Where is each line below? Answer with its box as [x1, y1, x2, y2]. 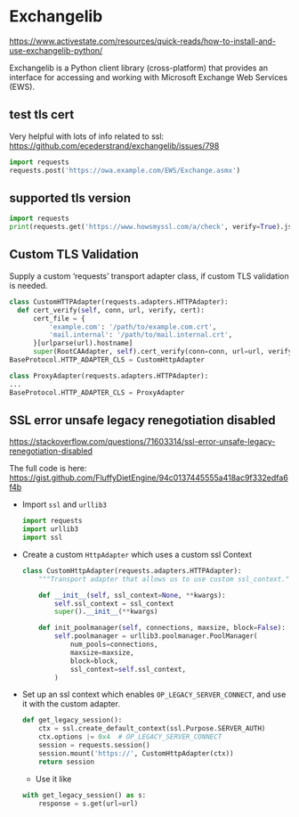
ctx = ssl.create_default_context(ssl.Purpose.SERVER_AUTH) [38, 724, 266, 733]
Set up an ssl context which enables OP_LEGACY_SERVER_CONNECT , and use [21, 689, 287, 700]
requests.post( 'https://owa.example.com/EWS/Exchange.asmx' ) [9, 166, 241, 175]
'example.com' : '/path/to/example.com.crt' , [48, 323, 217, 331]
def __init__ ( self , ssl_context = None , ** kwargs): [38, 591, 227, 600]
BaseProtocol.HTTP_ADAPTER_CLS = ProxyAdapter [9, 388, 185, 397]
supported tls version [9, 190, 132, 206]
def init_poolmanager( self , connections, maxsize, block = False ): [38, 624, 287, 633]
